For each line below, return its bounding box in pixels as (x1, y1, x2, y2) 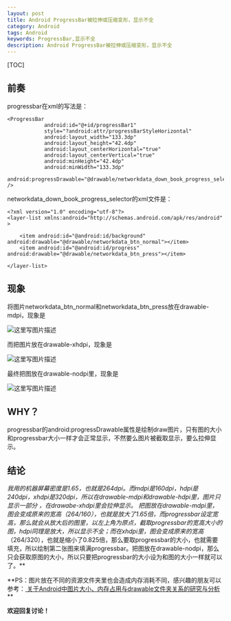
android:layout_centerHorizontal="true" (43, 146, 162, 153)
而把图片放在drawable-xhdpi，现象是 (7, 340, 112, 348)
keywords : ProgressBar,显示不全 (7, 36, 96, 43)
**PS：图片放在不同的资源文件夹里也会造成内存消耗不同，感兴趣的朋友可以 (7, 576, 221, 585)
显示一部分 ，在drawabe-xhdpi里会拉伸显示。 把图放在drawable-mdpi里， (7, 501, 219, 510)
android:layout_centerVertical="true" (43, 152, 155, 159)
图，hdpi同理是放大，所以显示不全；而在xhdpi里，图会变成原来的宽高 (7, 527, 204, 536)
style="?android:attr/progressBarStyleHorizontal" (43, 128, 192, 135)
